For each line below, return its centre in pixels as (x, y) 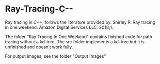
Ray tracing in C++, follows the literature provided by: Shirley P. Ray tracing (80, 22)
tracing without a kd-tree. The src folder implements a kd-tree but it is (75, 41)
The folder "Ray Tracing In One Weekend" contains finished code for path (79, 37)
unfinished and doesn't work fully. (39, 47)
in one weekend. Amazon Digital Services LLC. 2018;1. (59, 27)
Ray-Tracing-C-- (39, 9)
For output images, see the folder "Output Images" (56, 56)
